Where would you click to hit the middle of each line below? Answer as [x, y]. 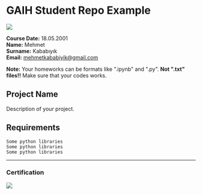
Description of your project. [40, 109]
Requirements [33, 127]
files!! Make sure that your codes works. [57, 75]
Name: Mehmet [26, 44]
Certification [25, 173]
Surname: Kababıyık [32, 51]
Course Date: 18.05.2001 [37, 38]
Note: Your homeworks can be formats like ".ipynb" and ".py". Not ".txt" [96, 69]
